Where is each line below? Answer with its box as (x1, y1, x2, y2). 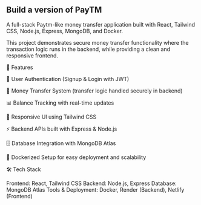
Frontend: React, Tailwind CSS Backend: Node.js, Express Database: (6, 180, 177, 187)
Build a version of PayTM (6, 5, 102, 15)
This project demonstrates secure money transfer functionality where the (6, 39, 189, 46)
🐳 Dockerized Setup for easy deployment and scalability (6, 154, 147, 161)
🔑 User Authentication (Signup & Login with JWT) (6, 75, 130, 82)
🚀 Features (6, 63, 33, 71)
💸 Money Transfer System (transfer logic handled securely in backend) (6, 87, 183, 94)
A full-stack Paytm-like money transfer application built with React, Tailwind (6, 21, 196, 28)
